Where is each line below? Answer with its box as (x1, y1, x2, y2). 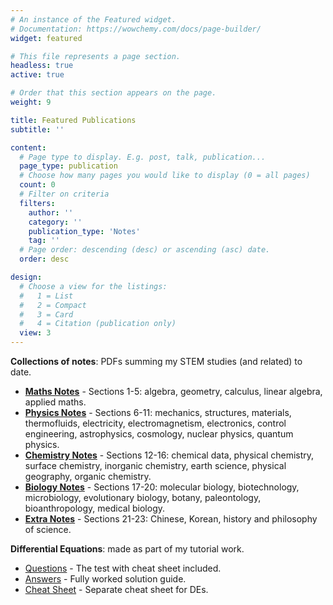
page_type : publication (19, 161, 118, 171)
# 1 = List (19, 291, 74, 301)
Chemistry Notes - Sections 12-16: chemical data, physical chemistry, (24, 449, 315, 461)
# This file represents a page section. (10, 51, 182, 61)
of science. (24, 524, 72, 535)
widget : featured (10, 33, 83, 43)
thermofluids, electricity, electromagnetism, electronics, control (24, 417, 287, 429)
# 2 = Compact (19, 300, 87, 310)
